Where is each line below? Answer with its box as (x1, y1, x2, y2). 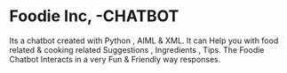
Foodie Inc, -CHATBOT (9, 6, 179, 26)
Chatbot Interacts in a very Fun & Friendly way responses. (9, 54, 221, 64)
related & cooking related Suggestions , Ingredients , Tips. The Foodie (9, 44, 265, 55)
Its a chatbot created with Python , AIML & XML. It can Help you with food (9, 35, 279, 46)
